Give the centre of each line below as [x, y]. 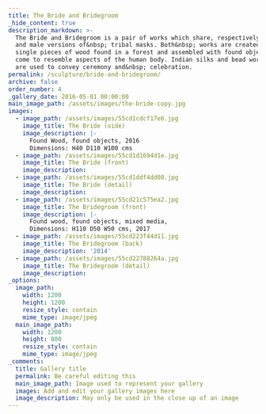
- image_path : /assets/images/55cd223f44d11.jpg [97, 237]
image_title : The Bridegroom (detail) [86, 266]
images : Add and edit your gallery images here [95, 391]
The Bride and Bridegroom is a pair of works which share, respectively [138, 38]
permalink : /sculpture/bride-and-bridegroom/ [84, 74]
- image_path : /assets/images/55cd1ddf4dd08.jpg [97, 178]
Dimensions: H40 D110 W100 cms [81, 148]
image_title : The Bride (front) [76, 163]
